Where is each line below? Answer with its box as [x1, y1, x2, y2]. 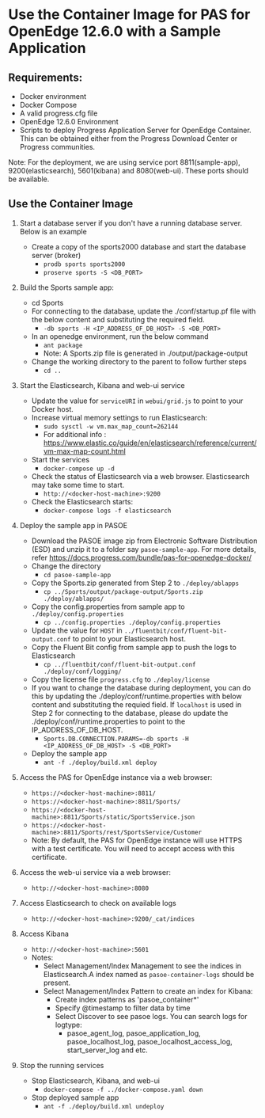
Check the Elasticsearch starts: [31, 496, 133, 506]
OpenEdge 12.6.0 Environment [19, 117, 119, 126]
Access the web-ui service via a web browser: [19, 867, 172, 877]
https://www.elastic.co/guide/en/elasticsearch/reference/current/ [43, 438, 257, 447]
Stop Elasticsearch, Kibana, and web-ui [31, 1075, 161, 1086]
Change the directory [31, 561, 101, 571]
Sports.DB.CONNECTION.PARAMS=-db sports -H [43, 735, 189, 743]
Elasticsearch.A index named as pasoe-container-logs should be [43, 969, 255, 979]
